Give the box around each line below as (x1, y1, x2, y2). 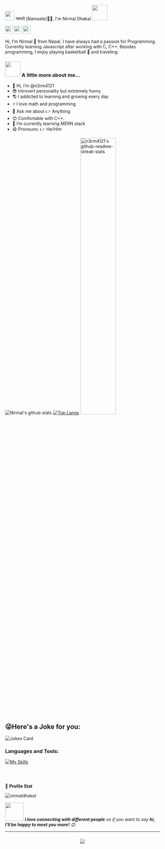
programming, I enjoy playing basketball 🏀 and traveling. (5, 49, 119, 55)
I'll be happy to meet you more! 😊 (5, 822, 76, 828)
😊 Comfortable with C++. (12, 116, 65, 122)
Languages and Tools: (5, 748, 59, 755)
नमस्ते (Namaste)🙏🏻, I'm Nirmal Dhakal (15, 16, 91, 22)
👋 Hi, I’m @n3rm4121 (12, 83, 54, 89)
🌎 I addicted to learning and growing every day (12, 94, 109, 99)
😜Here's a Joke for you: (5, 723, 81, 731)
